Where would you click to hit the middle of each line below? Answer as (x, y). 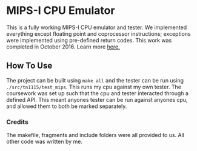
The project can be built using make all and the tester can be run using (95, 80)
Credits (17, 122)
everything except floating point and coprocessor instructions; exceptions (98, 33)
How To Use (29, 66)
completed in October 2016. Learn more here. (63, 47)
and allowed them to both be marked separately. (67, 106)
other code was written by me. (45, 142)
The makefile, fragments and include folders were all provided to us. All (95, 135)
